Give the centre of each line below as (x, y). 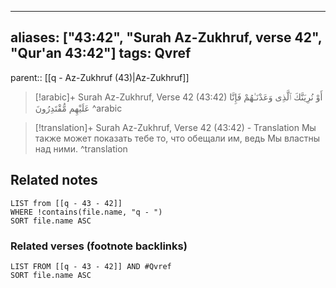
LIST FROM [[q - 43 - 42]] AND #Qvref (91, 266)
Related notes (54, 180)
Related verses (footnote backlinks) (99, 246)
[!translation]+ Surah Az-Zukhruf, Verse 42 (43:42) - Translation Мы (175, 127)
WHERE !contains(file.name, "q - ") (86, 212)
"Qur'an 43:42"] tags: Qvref (101, 53)
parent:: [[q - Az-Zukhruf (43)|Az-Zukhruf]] (100, 77)
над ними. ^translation (81, 148)
